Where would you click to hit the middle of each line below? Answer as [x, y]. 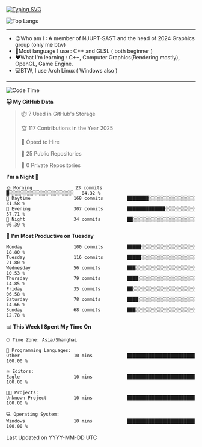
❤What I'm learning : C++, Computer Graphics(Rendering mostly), [97, 57]
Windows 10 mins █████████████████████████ [101, 421]
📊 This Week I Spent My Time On [49, 327]
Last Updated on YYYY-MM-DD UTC [52, 437]
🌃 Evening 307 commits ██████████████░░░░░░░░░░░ [101, 209]
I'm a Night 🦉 [23, 177]
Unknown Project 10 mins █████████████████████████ [101, 398]
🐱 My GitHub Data [30, 102]
